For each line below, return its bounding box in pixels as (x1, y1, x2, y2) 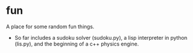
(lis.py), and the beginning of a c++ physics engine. (14, 40, 139, 47)
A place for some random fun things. (6, 23, 95, 30)
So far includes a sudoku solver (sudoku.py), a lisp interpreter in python (14, 34, 188, 41)
